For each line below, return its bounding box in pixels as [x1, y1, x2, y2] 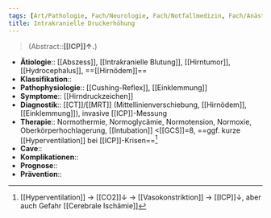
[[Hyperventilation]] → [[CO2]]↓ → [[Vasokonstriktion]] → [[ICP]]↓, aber [19, 192, 261, 202]
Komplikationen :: [19, 152, 79, 162]
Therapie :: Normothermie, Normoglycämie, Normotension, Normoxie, [19, 117, 252, 126]
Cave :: [19, 144, 43, 154]
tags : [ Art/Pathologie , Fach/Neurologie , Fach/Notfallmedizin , [8, 11, 226, 20]
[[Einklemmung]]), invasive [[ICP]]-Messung [19, 108, 168, 117]
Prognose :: [19, 161, 58, 171]
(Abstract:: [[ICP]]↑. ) [27, 41, 98, 51]
